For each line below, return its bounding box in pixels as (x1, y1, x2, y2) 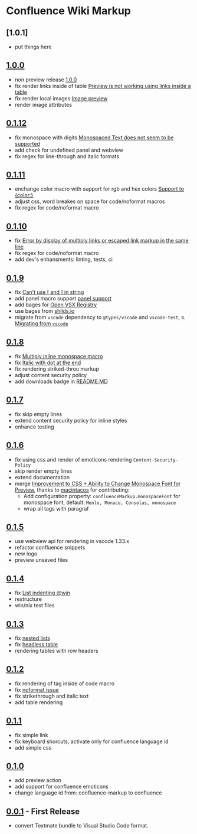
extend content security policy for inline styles (14, 417, 127, 424)
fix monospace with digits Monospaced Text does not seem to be (14, 134, 174, 141)
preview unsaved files (14, 557, 68, 564)
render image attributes (14, 101, 73, 108)
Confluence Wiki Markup (6, 4, 131, 18)
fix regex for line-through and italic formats (14, 152, 120, 160)
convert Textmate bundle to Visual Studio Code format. (14, 822, 149, 829)
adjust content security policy (14, 371, 87, 378)
